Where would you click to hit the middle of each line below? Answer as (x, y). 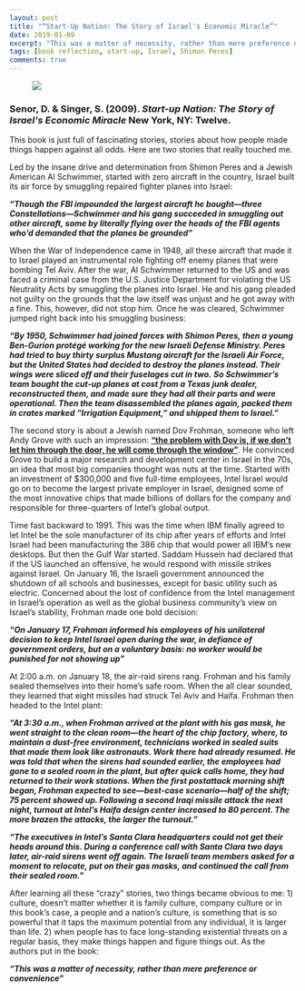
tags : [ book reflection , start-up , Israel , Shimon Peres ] (121, 52)
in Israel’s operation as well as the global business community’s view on (143, 603)
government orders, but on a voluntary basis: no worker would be (136, 649)
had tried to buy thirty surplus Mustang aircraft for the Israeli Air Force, (147, 355)
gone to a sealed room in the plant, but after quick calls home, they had (147, 771)
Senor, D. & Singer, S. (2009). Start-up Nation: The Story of (142, 108)
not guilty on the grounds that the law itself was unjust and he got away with (152, 299)
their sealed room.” (47, 876)
